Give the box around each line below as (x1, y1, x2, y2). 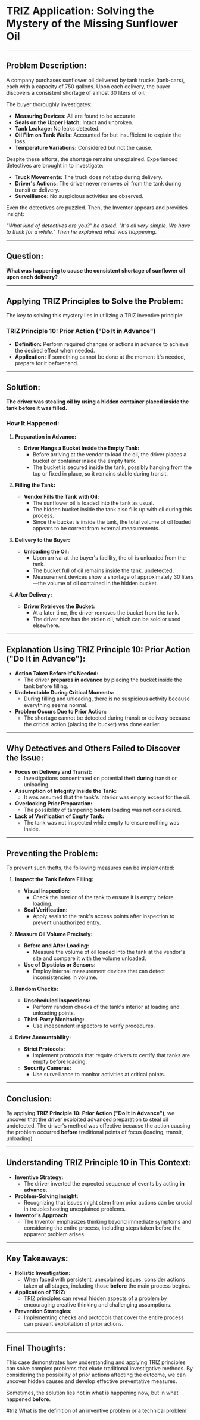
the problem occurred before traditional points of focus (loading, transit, (6, 1129, 183, 1136)
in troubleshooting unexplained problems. (23, 1205, 126, 1212)
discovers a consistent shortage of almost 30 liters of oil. (6, 89, 146, 96)
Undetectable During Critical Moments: (14, 689, 114, 696)
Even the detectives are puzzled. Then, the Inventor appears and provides (6, 204, 188, 211)
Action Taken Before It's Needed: (14, 669, 99, 677)
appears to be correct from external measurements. (32, 524, 160, 532)
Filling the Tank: (14, 481, 55, 489)
